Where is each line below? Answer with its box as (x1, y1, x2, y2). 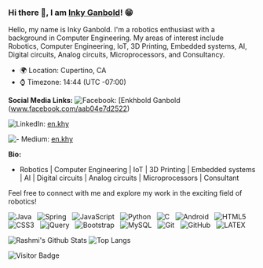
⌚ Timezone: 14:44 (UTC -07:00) (19, 78, 127, 87)
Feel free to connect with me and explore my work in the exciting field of (8, 189, 243, 198)
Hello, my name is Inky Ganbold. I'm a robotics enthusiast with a (8, 25, 216, 35)
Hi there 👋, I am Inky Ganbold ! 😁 (8, 7, 133, 18)
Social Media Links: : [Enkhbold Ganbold (8, 96, 181, 105)
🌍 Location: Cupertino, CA (19, 66, 107, 75)
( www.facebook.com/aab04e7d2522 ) (8, 104, 130, 113)
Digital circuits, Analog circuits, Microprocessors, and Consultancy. (8, 50, 225, 60)
